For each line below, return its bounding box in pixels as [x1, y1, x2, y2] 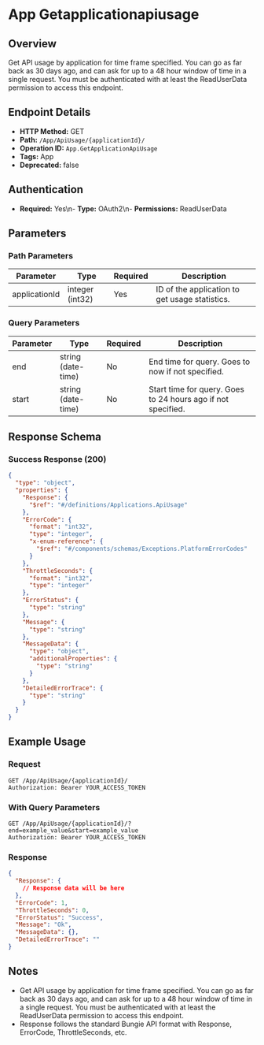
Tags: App [19, 151, 54, 161]
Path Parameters [8, 250, 73, 261]
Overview [8, 37, 57, 50]
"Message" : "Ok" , [15, 920, 72, 929]
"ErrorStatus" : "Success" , [15, 913, 104, 921]
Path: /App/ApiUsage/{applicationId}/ [19, 135, 145, 144]
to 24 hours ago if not [148, 393, 229, 404]
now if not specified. [148, 366, 224, 377]
